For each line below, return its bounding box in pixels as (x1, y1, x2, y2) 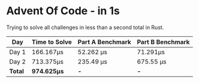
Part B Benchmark (137, 37, 190, 46)
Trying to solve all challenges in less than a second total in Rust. (6, 24, 164, 31)
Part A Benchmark (77, 37, 131, 46)
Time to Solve (31, 37, 72, 46)
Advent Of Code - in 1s (6, 4, 120, 18)
